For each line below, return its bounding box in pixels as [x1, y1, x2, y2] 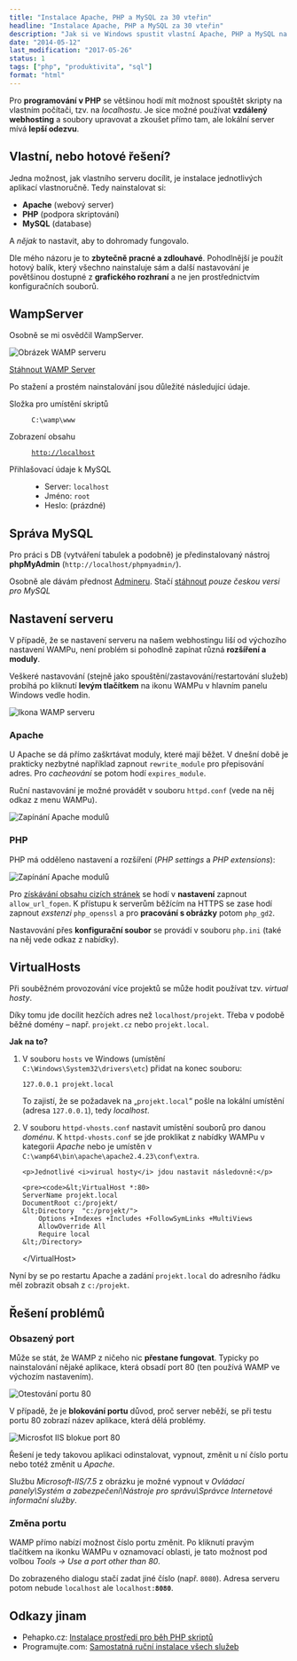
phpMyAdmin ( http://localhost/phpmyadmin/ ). [9, 559, 182, 570]
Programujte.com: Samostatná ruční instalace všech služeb [21, 1641, 239, 1652]
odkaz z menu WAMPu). [9, 795, 98, 806]
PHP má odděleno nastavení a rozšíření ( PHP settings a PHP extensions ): [9, 854, 276, 865]
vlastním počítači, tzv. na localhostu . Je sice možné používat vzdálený [9, 104, 268, 115]
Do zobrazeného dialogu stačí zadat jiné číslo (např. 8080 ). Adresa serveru [9, 1573, 280, 1584]
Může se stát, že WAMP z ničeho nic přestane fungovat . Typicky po [9, 1352, 260, 1363]
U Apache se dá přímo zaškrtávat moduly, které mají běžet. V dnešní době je [9, 749, 289, 760]
